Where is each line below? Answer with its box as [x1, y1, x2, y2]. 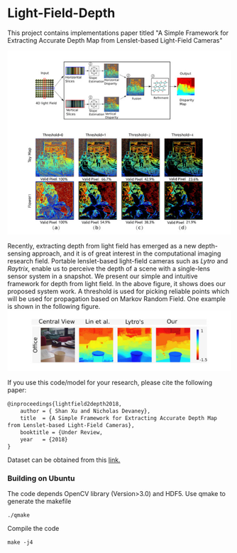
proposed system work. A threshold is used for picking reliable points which [7, 287, 229, 296]
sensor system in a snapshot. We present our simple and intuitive [7, 272, 198, 280]
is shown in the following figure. [7, 302, 101, 311]
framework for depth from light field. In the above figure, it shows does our [7, 280, 226, 288]
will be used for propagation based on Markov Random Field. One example [7, 295, 226, 303]
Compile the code [7, 525, 60, 533]
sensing [7, 249, 31, 258]
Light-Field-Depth [7, 5, 116, 21]
